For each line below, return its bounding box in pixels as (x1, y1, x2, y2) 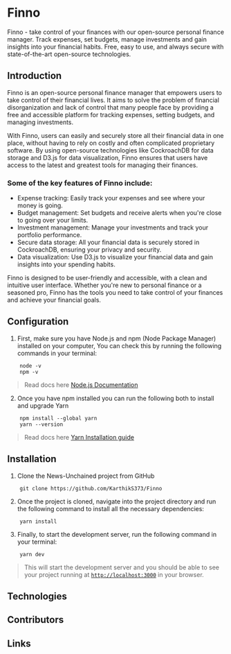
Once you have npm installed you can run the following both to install (17, 394, 214, 402)
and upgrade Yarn (17, 401, 69, 410)
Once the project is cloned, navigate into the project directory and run (17, 497, 216, 506)
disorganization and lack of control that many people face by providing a (7, 103, 214, 112)
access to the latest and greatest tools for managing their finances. (7, 161, 198, 169)
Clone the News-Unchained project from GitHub (17, 472, 155, 480)
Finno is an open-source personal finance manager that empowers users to (7, 88, 223, 96)
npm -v (19, 368, 39, 375)
